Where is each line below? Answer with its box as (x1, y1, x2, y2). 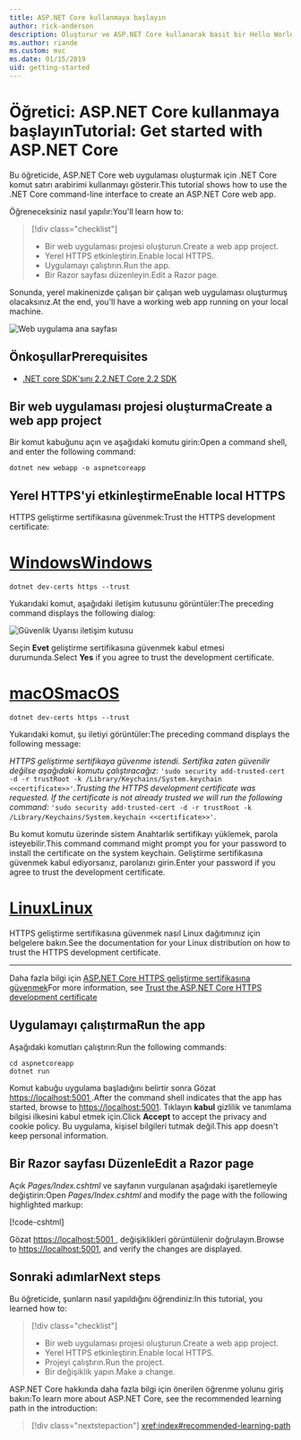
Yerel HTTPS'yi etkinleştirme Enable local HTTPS (9, 488, 286, 503)
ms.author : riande (9, 38, 78, 48)
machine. (9, 306, 44, 317)
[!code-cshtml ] (9, 1217, 64, 1227)
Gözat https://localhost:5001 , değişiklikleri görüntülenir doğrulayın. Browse (9, 1234, 285, 1244)
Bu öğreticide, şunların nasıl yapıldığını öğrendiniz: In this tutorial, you (9, 1293, 262, 1304)
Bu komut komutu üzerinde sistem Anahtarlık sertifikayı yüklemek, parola (9, 829, 279, 840)
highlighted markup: (9, 1199, 83, 1209)
